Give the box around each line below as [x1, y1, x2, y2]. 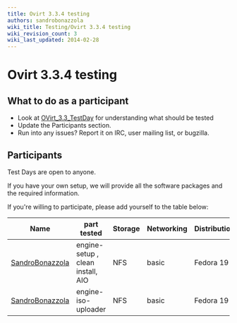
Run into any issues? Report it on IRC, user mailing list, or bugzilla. [17, 128, 209, 138]
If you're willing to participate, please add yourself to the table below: [7, 202, 209, 211]
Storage [112, 224, 140, 233]
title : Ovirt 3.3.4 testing [7, 10, 90, 18]
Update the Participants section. [17, 121, 111, 130]
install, [76, 266, 98, 276]
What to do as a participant [7, 95, 129, 106]
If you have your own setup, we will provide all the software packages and [7, 181, 223, 190]
